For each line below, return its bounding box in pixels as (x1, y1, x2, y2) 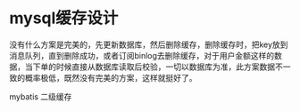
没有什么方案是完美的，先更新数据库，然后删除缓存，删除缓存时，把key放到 (9, 39, 288, 50)
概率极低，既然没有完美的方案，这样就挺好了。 (24, 72, 197, 83)
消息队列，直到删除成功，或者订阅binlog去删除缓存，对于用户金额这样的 (9, 50, 275, 60)
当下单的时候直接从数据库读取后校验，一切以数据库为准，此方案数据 (24, 61, 275, 72)
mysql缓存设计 (9, 8, 119, 28)
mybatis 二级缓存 (9, 91, 72, 102)
